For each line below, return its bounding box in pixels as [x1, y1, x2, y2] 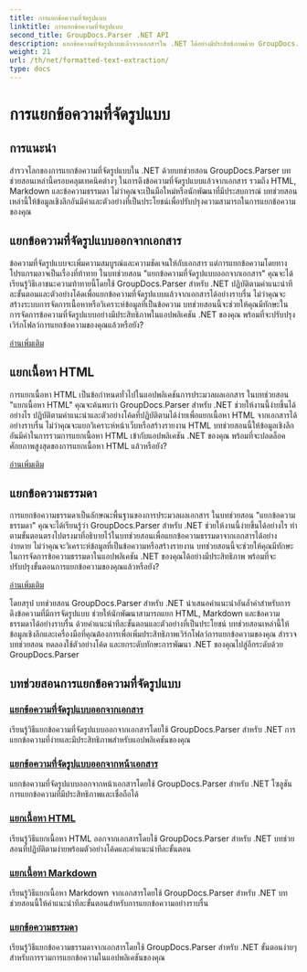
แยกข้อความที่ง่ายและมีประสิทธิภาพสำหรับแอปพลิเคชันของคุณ [9, 734, 191, 745]
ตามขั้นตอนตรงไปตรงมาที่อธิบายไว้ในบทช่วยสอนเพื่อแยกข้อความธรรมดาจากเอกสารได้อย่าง [9, 530, 278, 541]
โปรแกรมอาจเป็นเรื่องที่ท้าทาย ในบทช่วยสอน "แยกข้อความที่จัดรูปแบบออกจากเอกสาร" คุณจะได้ [9, 267, 294, 279]
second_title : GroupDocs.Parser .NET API [9, 30, 170, 39]
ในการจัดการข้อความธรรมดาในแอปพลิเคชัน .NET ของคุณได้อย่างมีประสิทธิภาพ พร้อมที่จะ [9, 550, 277, 562]
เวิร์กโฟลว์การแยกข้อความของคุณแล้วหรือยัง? [9, 319, 144, 330]
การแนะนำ [9, 141, 57, 156]
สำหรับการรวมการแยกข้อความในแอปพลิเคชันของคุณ [9, 952, 165, 963]
